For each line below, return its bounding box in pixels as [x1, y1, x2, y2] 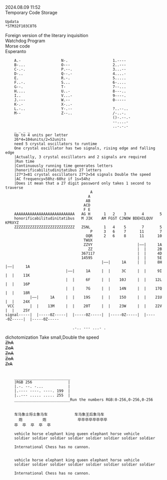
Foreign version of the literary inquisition [5, 33, 88, 38]
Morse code [5, 43, 30, 49]
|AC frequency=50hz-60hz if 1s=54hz [14, 176, 91, 181]
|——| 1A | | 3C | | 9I [65, 269, 162, 274]
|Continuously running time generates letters [14, 163, 113, 168]
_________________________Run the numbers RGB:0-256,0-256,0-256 [14, 397, 153, 402]
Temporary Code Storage [5, 10, 57, 16]
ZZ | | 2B [87, 247, 162, 252]
